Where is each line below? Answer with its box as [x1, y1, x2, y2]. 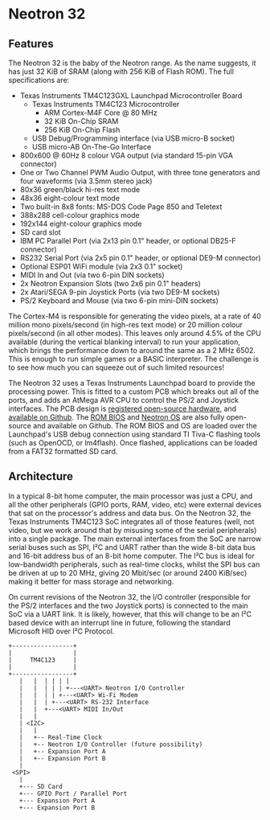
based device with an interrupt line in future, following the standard [8, 617, 231, 627]
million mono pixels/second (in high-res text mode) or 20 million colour [8, 320, 243, 330]
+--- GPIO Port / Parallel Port [18, 789, 128, 797]
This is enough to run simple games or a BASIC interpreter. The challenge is [8, 355, 260, 363]
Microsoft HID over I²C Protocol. [8, 626, 115, 636]
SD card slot [19, 228, 62, 237]
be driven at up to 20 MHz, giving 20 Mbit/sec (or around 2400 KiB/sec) [8, 568, 247, 577]
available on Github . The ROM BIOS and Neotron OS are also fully [8, 412, 225, 422]
